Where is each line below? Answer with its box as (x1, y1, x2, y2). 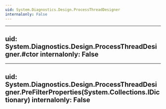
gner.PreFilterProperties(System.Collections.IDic (5, 88, 160, 96)
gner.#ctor (5, 50, 39, 58)
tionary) (5, 96, 31, 104)
